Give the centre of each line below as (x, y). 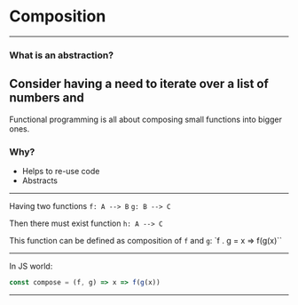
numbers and (47, 98)
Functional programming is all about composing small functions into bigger (145, 119)
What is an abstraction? (61, 55)
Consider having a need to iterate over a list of (139, 84)
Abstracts (39, 181)
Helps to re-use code (61, 171)
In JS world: (31, 266)
